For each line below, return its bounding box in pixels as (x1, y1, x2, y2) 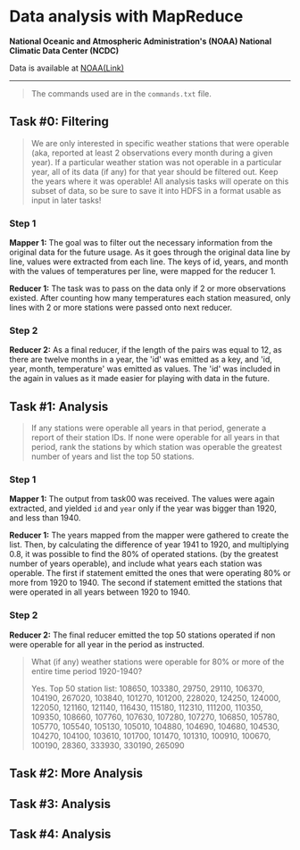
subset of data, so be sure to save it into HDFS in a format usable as (30, 185, 281, 196)
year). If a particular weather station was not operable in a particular (30, 156, 282, 167)
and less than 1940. (9, 512, 81, 523)
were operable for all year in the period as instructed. (9, 638, 205, 649)
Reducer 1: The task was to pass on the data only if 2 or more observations (9, 283, 287, 294)
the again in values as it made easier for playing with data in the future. (9, 373, 271, 384)
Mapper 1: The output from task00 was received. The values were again (9, 494, 275, 504)
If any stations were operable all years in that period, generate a (30, 422, 267, 434)
